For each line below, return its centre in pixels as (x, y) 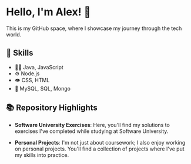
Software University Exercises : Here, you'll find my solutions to (92, 125)
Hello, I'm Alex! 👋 (48, 12)
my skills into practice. (42, 155)
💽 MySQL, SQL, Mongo (42, 88)
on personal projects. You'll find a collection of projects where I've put (100, 149)
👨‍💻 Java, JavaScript (39, 67)
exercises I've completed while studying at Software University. (91, 131)
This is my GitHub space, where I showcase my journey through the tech (94, 28)
